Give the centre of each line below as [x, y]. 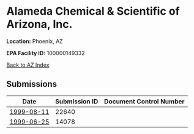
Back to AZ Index [28, 65]
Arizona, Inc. [39, 24]
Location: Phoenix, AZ [35, 41]
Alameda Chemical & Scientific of [93, 11]
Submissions [32, 84]
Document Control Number [144, 101]
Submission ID [76, 101]
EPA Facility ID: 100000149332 [46, 53]
